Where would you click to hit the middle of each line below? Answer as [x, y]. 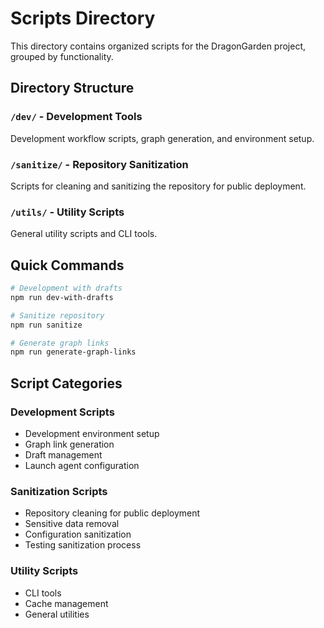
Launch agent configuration [82, 465]
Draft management [63, 454]
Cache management [66, 603]
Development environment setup [92, 433]
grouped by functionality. [62, 56]
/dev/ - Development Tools [76, 117]
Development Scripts [62, 412]
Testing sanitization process [83, 545]
